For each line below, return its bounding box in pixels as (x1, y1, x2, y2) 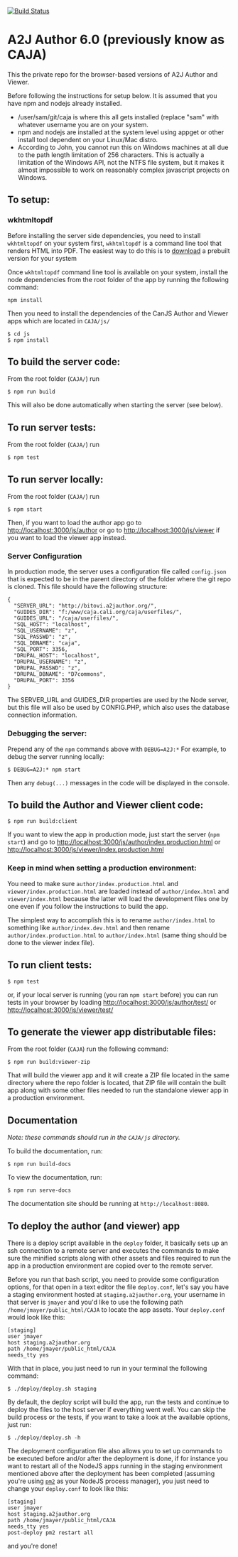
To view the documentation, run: (7, 1173, 102, 1182)
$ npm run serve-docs (7, 1187, 72, 1194)
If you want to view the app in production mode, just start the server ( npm (7, 830, 220, 839)
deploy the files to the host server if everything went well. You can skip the (7, 1406, 226, 1414)
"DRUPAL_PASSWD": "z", (13, 664, 81, 672)
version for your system (7, 254, 77, 262)
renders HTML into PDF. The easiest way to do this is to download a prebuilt (7, 246, 230, 255)
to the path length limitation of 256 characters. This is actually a (17, 150, 205, 159)
